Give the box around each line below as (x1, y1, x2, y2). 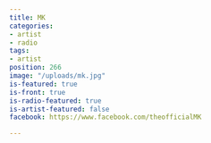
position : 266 (9, 63, 63, 72)
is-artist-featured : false (9, 105, 110, 114)
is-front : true (9, 88, 66, 97)
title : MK (9, 13, 46, 22)
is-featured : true (9, 80, 78, 88)
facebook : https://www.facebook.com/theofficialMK (9, 113, 202, 122)
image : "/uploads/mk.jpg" (9, 71, 105, 80)
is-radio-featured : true (9, 96, 102, 105)
